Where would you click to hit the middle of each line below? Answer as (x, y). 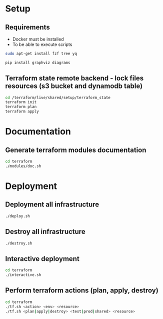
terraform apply (22, 111)
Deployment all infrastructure (52, 205)
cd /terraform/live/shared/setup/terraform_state (58, 97)
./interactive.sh (23, 275)
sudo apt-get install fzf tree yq (41, 53)
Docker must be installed (38, 39)
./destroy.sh (19, 243)
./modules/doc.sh (23, 166)
